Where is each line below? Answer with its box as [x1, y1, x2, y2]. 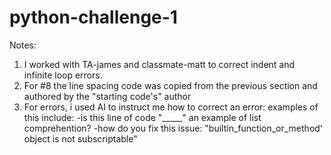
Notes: [9, 39, 37, 51]
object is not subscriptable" [23, 132, 138, 145]
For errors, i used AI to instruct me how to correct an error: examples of [23, 101, 319, 113]
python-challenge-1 [9, 6, 178, 29]
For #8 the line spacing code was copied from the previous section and [23, 79, 318, 91]
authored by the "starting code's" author [23, 90, 192, 102]
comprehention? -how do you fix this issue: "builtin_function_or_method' [23, 122, 324, 134]
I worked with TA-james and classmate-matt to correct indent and [23, 58, 296, 70]
